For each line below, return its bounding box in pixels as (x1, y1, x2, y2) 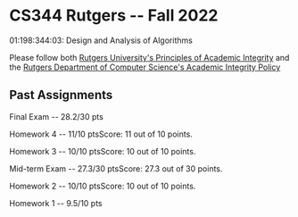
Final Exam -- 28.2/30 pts (9, 111, 104, 121)
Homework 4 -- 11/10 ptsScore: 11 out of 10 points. (9, 129, 194, 139)
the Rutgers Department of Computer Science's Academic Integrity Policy (9, 62, 281, 72)
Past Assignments (9, 88, 113, 103)
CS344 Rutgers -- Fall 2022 (9, 5, 219, 26)
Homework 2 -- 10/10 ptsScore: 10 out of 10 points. (9, 180, 196, 191)
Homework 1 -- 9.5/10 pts (9, 197, 103, 208)
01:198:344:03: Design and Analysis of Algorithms (9, 35, 194, 46)
